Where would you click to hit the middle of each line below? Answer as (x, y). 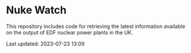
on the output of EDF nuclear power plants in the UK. (70, 32)
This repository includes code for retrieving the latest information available (96, 26)
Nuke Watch (37, 10)
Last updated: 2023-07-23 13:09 (45, 44)
